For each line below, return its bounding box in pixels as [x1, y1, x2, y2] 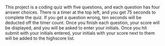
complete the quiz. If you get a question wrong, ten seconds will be [5, 15, 142, 20]
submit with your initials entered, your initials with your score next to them [5, 30, 155, 36]
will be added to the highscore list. [5, 35, 75, 41]
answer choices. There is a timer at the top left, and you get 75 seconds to [5, 9, 156, 15]
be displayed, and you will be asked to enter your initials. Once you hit [5, 25, 147, 31]
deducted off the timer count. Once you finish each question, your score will [5, 20, 160, 25]
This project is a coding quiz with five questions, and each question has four [5, 4, 160, 10]
